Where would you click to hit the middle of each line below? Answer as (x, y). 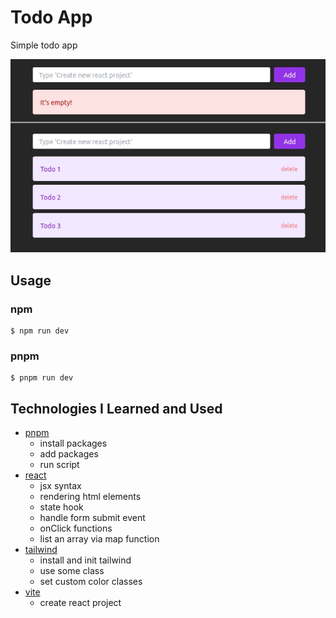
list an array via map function (99, 539)
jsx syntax (60, 486)
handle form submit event (92, 518)
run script (59, 465)
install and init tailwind (85, 560)
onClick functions (76, 528)
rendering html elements (90, 497)
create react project (80, 603)
